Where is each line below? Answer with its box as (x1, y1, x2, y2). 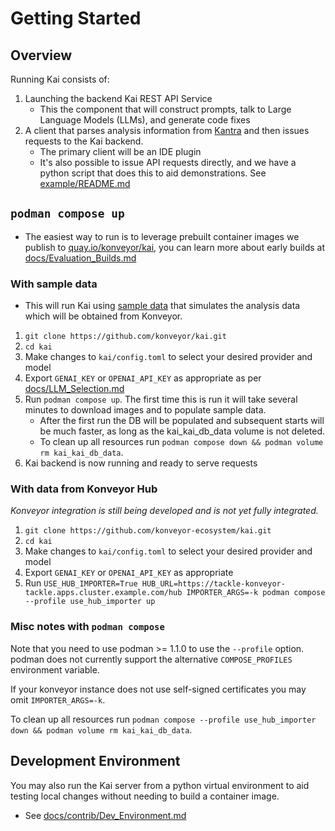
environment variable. (10, 663, 100, 676)
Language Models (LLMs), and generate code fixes (39, 114, 251, 126)
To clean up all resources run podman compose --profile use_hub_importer (10, 713, 317, 725)
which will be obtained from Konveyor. (24, 310, 183, 322)
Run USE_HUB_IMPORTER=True (24, 577, 138, 589)
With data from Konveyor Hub (10, 482, 158, 496)
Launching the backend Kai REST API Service (24, 93, 213, 104)
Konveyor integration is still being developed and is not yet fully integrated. (10, 505, 319, 517)
